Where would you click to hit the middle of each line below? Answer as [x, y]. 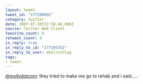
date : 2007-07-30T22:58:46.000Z [39, 24]
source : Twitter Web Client [35, 29]
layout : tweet [20, 10]
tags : [11, 57]
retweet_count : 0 [24, 38]
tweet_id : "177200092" [29, 15]
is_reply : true [21, 43]
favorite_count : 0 [25, 33]
